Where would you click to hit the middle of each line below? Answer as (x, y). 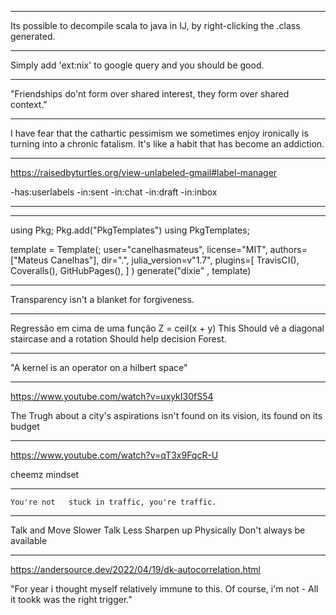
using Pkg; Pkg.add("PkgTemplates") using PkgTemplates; (130, 230)
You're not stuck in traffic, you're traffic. (113, 502)
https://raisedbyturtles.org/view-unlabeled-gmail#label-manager (144, 172)
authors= (288, 249)
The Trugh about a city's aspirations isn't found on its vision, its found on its (166, 415)
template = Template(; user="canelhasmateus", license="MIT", (139, 249)
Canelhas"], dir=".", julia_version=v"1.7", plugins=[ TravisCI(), (175, 260)
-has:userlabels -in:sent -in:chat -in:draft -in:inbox (114, 192)
